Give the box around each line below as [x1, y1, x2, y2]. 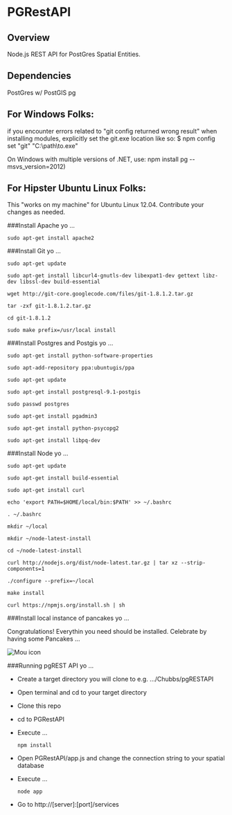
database [17, 762, 44, 770]
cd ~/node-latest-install [7, 547, 82, 554]
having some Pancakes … [7, 634, 81, 643]
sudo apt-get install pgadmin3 [7, 413, 98, 420]
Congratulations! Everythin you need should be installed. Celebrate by [7, 628, 207, 636]
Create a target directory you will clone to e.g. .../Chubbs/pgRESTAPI [17, 675, 214, 684]
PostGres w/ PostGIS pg [7, 88, 76, 97]
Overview [7, 32, 51, 44]
